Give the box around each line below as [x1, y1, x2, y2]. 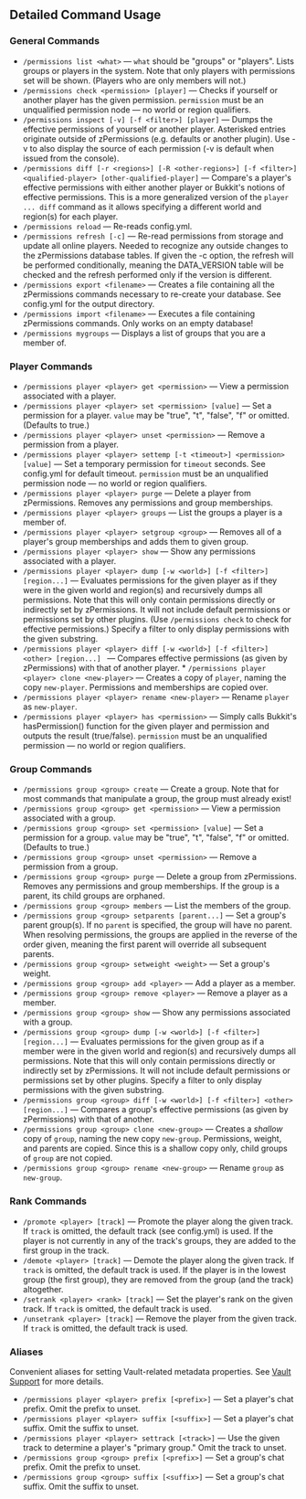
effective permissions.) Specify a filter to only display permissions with [22, 623, 290, 634]
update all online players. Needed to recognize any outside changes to [22, 239, 290, 250]
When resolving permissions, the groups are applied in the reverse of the [22, 930, 298, 941]
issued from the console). [22, 153, 120, 164]
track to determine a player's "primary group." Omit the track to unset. [22, 1441, 287, 1452]
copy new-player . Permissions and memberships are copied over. [22, 681, 269, 693]
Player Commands [9, 360, 93, 373]
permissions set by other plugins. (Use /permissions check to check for [22, 613, 292, 624]
